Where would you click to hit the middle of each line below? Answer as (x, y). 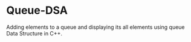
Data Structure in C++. (34, 33)
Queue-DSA (37, 10)
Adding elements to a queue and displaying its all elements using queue (96, 27)
